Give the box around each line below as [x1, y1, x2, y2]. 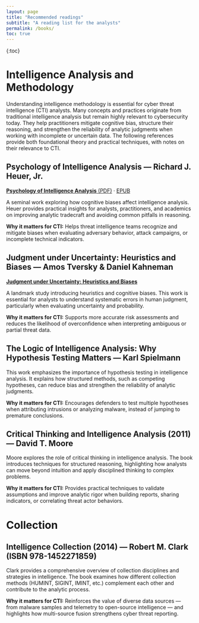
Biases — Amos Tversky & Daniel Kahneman [6, 262, 173, 272]
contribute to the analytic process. [6, 586, 90, 593]
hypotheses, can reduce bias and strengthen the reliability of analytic [6, 381, 176, 388]
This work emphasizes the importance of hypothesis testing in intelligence [6, 369, 188, 376]
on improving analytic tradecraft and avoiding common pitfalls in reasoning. [6, 211, 191, 218]
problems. [6, 473, 31, 480]
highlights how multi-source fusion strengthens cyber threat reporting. [6, 610, 179, 617]
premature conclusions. [6, 412, 64, 419]
